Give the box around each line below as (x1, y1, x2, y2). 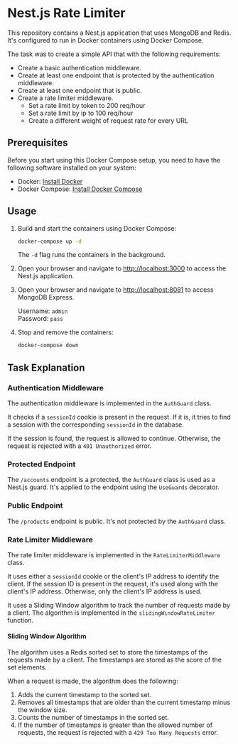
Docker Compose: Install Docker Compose (17, 185, 143, 193)
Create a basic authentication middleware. (17, 63, 142, 72)
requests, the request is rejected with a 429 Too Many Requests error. (17, 728, 219, 737)
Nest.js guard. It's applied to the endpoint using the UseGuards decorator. (7, 483, 220, 491)
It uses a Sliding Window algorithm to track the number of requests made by (7, 601, 231, 609)
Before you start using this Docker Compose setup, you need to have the (7, 155, 221, 164)
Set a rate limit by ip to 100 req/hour (28, 109, 134, 117)
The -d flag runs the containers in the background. (17, 251, 166, 259)
